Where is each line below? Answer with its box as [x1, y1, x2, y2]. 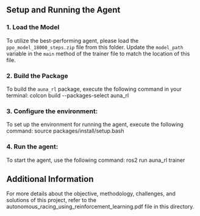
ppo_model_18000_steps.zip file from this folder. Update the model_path [6, 43, 184, 51]
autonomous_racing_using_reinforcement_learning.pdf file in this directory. [6, 203, 195, 211]
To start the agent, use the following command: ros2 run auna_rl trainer [6, 156, 185, 164]
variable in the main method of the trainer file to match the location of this [6, 50, 190, 57]
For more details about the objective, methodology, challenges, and [6, 190, 176, 197]
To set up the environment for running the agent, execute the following [6, 121, 184, 128]
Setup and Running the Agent [6, 5, 121, 15]
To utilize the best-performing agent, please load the [6, 37, 139, 44]
